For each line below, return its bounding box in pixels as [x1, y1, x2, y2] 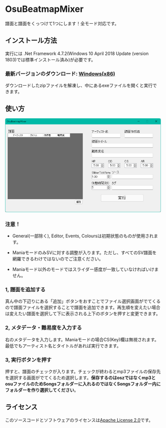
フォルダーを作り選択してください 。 [5, 387, 79, 393]
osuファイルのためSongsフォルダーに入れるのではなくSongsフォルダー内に [5, 380, 161, 387]
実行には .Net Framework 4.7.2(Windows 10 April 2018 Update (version [5, 51, 149, 56]
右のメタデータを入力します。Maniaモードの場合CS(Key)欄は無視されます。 [5, 336, 159, 342]
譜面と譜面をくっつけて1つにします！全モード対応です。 [5, 20, 120, 26]
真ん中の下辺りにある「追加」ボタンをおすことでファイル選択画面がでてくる [5, 298, 161, 304]
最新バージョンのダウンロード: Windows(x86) [5, 70, 115, 77]
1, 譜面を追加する [5, 286, 46, 293]
